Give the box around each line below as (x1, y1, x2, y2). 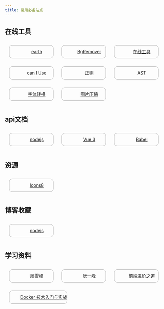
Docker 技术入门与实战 (20, 294, 67, 300)
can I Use (27, 70, 47, 76)
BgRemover (77, 49, 101, 55)
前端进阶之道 (128, 273, 155, 279)
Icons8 (29, 182, 44, 188)
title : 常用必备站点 (5, 7, 43, 13)
